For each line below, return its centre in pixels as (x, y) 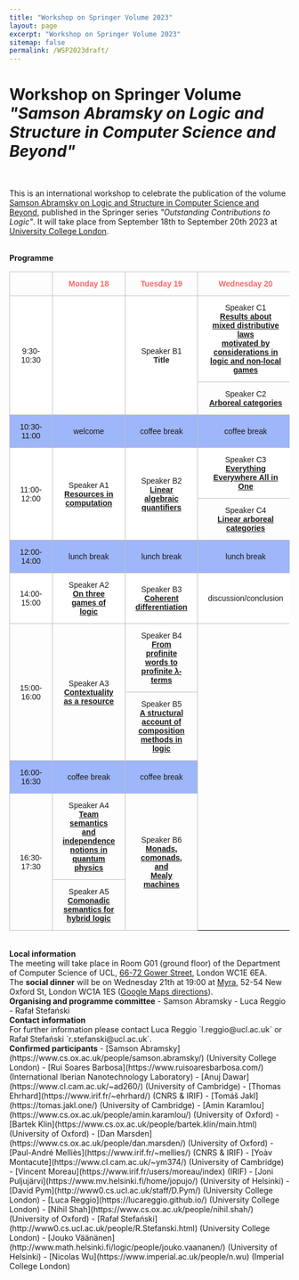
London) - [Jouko (41, 1238)
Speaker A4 (89, 806)
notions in (89, 850)
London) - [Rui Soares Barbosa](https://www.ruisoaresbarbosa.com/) (137, 1068)
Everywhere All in (246, 478)
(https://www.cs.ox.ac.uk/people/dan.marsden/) (98, 1143)
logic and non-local (246, 361)
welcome (89, 432)
